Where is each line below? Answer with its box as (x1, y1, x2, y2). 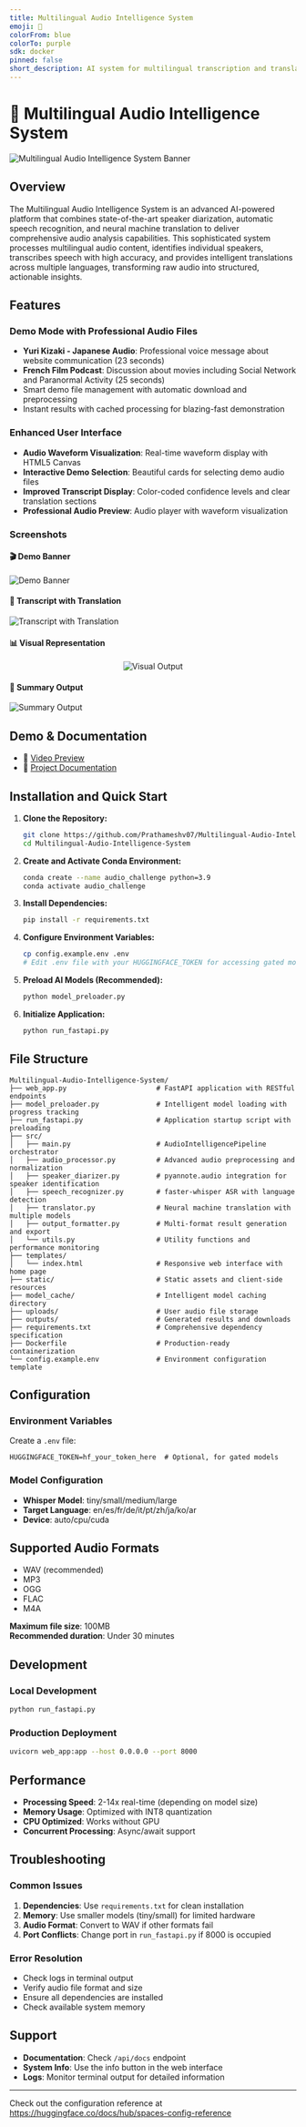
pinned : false (9, 56, 64, 65)
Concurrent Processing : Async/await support (22, 1825, 196, 1836)
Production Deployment (9, 1726, 117, 1739)
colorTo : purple (9, 38, 71, 48)
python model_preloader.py (22, 992, 126, 1002)
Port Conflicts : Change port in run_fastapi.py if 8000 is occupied (22, 1928, 271, 1940)
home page (9, 1267, 47, 1276)
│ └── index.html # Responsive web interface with (9, 1259, 283, 1268)
